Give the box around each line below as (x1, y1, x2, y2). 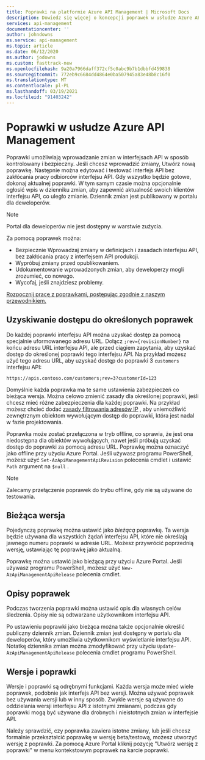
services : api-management (6, 20, 72, 26)
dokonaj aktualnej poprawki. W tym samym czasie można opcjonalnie (6, 179, 181, 187)
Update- (157, 643, 177, 650)
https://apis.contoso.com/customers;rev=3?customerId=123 (6, 375, 157, 382)
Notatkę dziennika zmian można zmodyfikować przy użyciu (6, 642, 156, 650)
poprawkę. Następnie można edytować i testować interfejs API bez (6, 166, 175, 174)
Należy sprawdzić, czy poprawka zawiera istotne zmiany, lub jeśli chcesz (6, 727, 191, 734)
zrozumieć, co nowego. (15, 272, 74, 280)
